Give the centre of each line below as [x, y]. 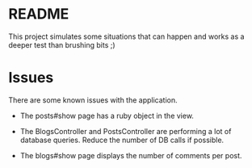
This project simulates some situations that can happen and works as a [126, 36]
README [39, 14]
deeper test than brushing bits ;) [62, 44]
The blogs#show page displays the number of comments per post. [131, 155]
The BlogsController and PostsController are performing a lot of [126, 131]
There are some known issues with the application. [93, 100]
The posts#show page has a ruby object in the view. [107, 115]
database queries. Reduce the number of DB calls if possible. [122, 140]
